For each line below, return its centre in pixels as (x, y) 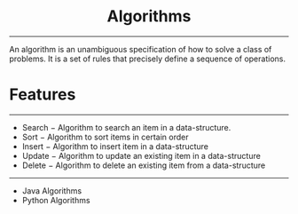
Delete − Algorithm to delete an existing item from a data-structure (144, 165)
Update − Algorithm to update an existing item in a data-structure (141, 155)
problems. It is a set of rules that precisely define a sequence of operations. (148, 59)
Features (43, 95)
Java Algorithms (52, 190)
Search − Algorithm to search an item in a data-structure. (126, 127)
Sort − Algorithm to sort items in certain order (105, 137)
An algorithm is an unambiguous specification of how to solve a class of (141, 49)
